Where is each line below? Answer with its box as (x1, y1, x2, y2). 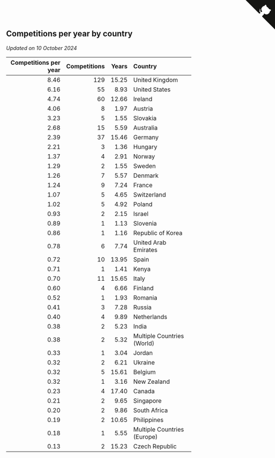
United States (133, 85, 171, 94)
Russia (133, 303, 152, 311)
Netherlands (133, 313, 167, 321)
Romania (133, 293, 157, 301)
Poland (133, 200, 153, 208)
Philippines (133, 416, 164, 424)
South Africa (133, 406, 168, 414)
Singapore (133, 396, 162, 404)
